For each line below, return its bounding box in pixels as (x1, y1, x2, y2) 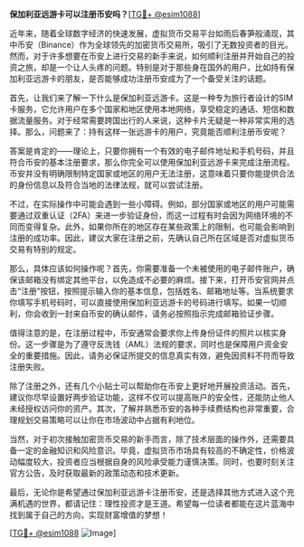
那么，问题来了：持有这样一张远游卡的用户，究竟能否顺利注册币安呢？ (24, 127, 287, 137)
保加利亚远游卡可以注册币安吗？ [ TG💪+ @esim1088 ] (9, 9, 201, 19)
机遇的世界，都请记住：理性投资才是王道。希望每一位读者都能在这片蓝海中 (16, 498, 295, 509)
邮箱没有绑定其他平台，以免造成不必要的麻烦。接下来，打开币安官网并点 (24, 275, 295, 285)
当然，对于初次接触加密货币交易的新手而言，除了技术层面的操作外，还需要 (9, 434, 287, 444)
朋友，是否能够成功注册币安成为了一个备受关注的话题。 (64, 73, 271, 84)
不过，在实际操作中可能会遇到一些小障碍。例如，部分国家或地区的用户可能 (9, 199, 287, 209)
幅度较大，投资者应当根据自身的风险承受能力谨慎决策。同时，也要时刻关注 (16, 457, 295, 467)
